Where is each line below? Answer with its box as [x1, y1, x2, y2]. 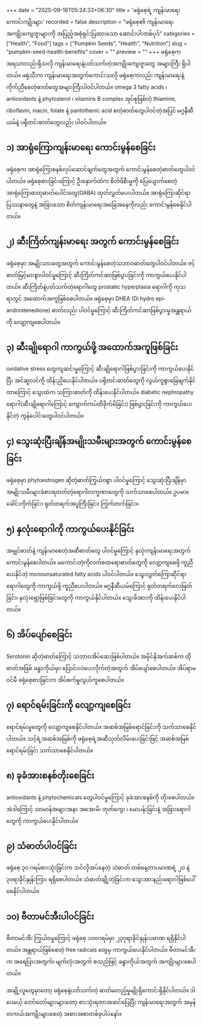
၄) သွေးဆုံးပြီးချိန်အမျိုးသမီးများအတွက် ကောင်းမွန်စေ [6, 436, 192, 446]
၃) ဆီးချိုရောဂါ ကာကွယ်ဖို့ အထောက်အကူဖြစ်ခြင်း [6, 342, 178, 353]
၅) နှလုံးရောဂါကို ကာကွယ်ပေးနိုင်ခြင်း [6, 524, 135, 534]
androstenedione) [6, 306, 51, 314]
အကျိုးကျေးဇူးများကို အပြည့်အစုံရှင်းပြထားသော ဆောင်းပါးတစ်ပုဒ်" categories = [6, 30, 195, 37]
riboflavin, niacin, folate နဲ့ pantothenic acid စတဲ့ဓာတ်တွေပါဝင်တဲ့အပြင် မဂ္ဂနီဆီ [6, 107, 194, 114]
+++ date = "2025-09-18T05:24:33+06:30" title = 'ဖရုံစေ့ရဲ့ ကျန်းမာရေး [6, 7, 181, 13]
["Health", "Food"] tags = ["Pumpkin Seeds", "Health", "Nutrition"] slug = [6, 40, 188, 47]
